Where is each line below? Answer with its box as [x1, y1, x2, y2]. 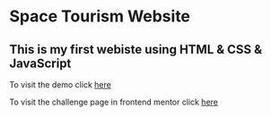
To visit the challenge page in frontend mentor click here [9, 96, 218, 107]
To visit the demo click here [9, 79, 112, 90]
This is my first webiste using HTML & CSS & [9, 42, 263, 57]
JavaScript [9, 55, 72, 70]
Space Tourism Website [9, 6, 191, 27]
